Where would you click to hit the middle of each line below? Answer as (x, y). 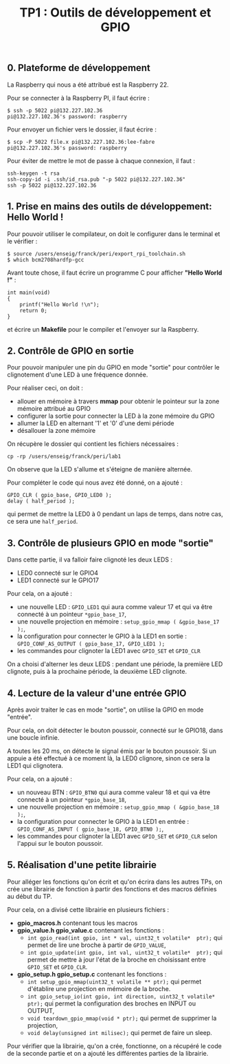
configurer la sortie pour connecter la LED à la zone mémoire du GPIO (116, 416)
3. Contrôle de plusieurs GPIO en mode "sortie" (111, 543)
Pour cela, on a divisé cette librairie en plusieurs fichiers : (88, 909)
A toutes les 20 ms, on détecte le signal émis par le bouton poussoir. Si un (112, 751)
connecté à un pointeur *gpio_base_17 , (72, 615)
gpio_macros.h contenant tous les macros (77, 923)
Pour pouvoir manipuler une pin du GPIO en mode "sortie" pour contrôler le (113, 368)
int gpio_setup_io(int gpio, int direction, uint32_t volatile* (121, 997)
